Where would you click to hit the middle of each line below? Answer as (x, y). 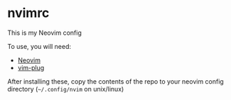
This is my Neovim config (44, 33)
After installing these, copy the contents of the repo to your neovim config (116, 81)
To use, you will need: (39, 46)
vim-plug (31, 67)
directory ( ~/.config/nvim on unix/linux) (66, 89)
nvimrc (28, 13)
